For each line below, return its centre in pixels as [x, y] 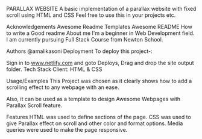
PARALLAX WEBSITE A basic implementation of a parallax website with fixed [101, 9]
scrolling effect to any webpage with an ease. [63, 87]
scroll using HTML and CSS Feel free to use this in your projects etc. [91, 15]
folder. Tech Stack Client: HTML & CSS [54, 69]
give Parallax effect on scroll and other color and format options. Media [95, 123]
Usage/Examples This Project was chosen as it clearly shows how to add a [99, 81]
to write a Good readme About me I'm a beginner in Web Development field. [100, 33]
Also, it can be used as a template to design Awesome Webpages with [93, 99]
